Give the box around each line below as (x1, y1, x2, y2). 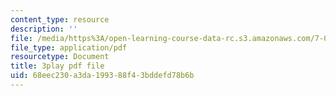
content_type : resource (10, 14, 110, 25)
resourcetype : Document (10, 52, 110, 62)
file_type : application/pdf (10, 42, 128, 53)
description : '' (10, 24, 78, 34)
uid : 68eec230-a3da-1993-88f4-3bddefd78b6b (10, 71, 195, 81)
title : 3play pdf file (10, 61, 105, 71)
